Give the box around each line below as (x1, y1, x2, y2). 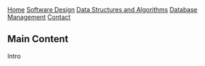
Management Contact (7, 13, 71, 21)
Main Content (7, 33, 69, 45)
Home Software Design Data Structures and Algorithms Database (7, 6, 198, 13)
